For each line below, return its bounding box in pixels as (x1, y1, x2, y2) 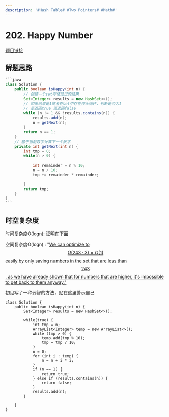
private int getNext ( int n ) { (14, 144, 79, 149)
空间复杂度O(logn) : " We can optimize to (5, 241, 90, 247)
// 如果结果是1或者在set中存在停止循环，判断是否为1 (23, 101, 122, 106)
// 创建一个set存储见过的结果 (23, 91, 79, 97)
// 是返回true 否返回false (23, 106, 76, 111)
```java (5, 77, 22, 82)
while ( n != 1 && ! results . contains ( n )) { (23, 110, 115, 115)
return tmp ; (23, 186, 49, 192)
